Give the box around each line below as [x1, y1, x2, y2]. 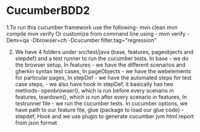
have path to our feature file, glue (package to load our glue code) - [15, 106, 184, 113]
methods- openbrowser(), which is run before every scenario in [15, 87, 174, 94]
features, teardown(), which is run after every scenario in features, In [15, 93, 187, 101]
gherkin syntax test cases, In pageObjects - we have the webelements [15, 67, 191, 74]
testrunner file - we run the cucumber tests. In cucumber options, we [15, 99, 188, 107]
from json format [15, 119, 58, 126]
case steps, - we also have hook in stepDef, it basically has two [15, 80, 174, 88]
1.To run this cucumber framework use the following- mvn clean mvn [6, 24, 178, 31]
